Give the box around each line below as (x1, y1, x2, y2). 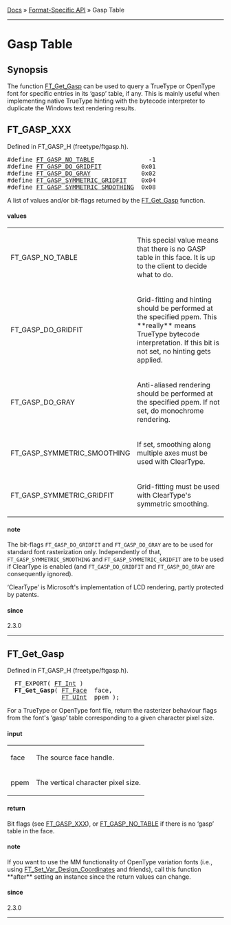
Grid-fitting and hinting (137, 295, 212, 305)
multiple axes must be (137, 448, 208, 458)
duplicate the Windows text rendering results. (7, 104, 136, 112)
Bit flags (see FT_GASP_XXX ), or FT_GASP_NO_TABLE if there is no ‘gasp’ (7, 820, 214, 828)
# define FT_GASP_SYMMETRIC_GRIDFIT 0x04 (7, 176, 156, 184)
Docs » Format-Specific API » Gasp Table (7, 6, 125, 14)
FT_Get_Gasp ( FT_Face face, (14, 687, 113, 695)
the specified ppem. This (137, 312, 217, 322)
